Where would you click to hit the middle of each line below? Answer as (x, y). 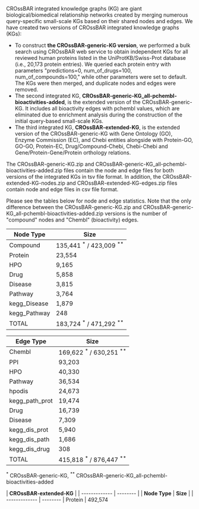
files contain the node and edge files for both (119, 170)
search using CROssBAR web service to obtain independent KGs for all (101, 52)
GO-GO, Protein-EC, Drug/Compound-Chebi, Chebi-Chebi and (91, 146)
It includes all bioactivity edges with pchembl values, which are (102, 108)
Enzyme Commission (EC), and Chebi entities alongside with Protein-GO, (104, 140)
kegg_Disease (29, 303)
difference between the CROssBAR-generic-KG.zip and (74, 207)
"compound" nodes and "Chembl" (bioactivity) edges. (72, 220)
